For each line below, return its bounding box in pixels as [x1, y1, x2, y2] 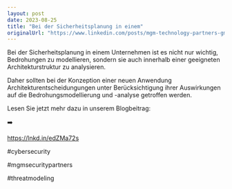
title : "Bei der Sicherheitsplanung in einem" [7, 23, 144, 30]
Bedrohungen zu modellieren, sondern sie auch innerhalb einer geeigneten [7, 56, 220, 64]
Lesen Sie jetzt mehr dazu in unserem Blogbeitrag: [7, 104, 151, 112]
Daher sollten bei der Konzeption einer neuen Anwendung [7, 77, 173, 85]
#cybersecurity [7, 148, 50, 156]
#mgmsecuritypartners [7, 161, 73, 169]
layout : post [7, 10, 45, 17]
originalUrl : [7, 29, 45, 37]
